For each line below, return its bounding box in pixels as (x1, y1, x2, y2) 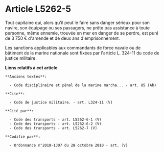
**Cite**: (5, 91, 25, 96)
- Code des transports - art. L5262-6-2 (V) (9, 121, 102, 126)
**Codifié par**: (5, 134, 41, 139)
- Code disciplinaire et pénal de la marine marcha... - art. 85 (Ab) (9, 82, 157, 88)
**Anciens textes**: (5, 74, 47, 79)
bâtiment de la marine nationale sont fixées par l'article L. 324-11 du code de (5, 50, 160, 56)
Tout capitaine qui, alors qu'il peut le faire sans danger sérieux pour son (5, 20, 150, 25)
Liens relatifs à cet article (5, 65, 58, 71)
